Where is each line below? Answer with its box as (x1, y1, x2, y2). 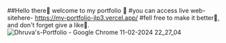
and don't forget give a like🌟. (7, 21, 90, 29)
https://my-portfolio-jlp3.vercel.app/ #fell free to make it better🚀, (34, 14, 220, 22)
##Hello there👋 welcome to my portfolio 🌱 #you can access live (7, 7, 189, 14)
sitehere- (7, 14, 33, 22)
